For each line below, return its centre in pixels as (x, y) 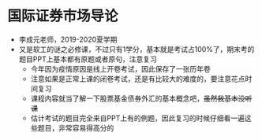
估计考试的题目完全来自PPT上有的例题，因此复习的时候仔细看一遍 (138, 118)
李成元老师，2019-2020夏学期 (68, 39)
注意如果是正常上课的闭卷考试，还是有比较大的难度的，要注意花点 (138, 79)
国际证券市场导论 (63, 16)
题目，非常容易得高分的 (76, 127)
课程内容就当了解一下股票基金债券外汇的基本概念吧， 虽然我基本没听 (141, 98)
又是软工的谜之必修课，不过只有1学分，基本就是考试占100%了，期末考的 (137, 49)
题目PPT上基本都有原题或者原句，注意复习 (88, 59)
